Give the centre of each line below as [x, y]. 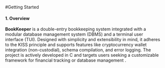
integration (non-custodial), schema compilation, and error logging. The [78, 50]
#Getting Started [22, 7]
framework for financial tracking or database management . [66, 60]
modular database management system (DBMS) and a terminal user [74, 34]
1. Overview [18, 18]
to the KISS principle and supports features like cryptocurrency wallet [76, 45]
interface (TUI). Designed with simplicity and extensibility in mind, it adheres [83, 40]
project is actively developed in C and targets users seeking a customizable [82, 55]
